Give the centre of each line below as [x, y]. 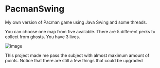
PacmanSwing [35, 9]
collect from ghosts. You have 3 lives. [43, 37]
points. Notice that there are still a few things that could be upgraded [74, 60]
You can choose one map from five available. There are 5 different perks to [80, 31]
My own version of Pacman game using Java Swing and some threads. [76, 22]
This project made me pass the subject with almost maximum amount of [77, 55]
